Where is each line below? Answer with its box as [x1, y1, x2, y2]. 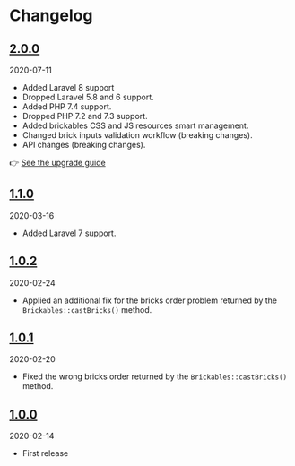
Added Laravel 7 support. [22, 228, 117, 238]
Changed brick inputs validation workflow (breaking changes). [22, 130, 253, 140]
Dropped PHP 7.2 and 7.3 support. [22, 111, 148, 121]
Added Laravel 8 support [22, 82, 115, 92]
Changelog [9, 5, 93, 26]
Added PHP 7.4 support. [22, 101, 112, 112]
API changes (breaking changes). [22, 140, 146, 150]
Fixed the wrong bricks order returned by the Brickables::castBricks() [22, 371, 288, 382]
